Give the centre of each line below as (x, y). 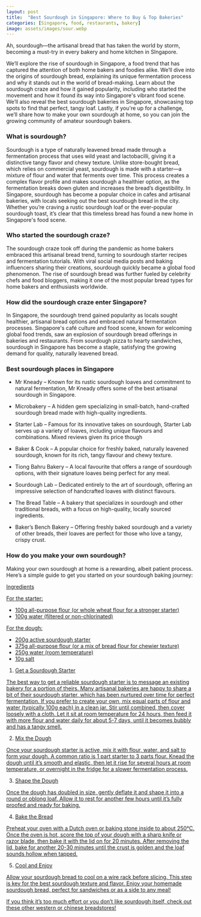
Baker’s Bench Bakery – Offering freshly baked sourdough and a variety (103, 527)
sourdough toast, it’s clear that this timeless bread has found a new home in (100, 213)
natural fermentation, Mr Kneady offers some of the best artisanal (96, 388)
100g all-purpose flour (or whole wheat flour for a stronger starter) (97, 610)
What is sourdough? (36, 137)
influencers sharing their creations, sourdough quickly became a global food (101, 267)
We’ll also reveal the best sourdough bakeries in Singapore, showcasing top (100, 102)
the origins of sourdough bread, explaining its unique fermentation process (99, 76)
